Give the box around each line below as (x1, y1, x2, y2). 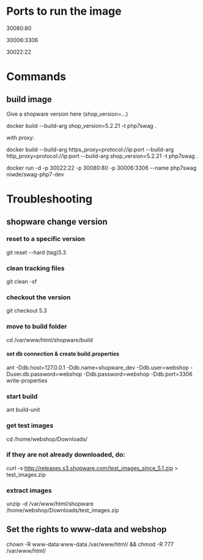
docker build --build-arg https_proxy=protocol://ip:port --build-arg (6, 146, 174, 153)
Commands (6, 70, 67, 84)
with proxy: (6, 133, 35, 141)
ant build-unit (6, 406, 40, 414)
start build (6, 392, 38, 400)
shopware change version (6, 216, 108, 227)
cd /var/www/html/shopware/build (6, 336, 94, 343)
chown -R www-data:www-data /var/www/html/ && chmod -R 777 (6, 540, 174, 548)
